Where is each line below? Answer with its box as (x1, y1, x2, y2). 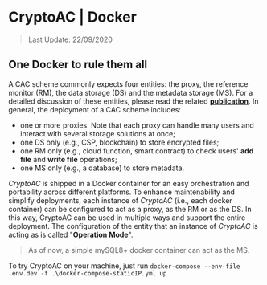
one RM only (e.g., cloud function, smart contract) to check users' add (19, 145, 254, 156)
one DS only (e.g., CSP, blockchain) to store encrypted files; (19, 137, 220, 147)
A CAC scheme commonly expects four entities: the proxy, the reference (8, 79, 249, 88)
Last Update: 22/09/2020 (27, 35, 113, 44)
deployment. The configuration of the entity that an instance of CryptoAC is (8, 221, 259, 230)
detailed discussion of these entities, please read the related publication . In (8, 96, 259, 106)
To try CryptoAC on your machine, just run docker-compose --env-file (8, 261, 240, 271)
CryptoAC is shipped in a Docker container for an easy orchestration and (8, 178, 249, 188)
